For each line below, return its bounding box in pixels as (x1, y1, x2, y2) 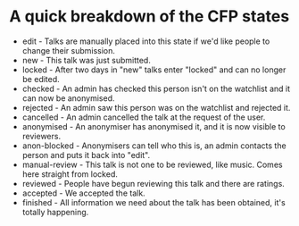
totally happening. (21, 206, 89, 217)
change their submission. (21, 45, 116, 55)
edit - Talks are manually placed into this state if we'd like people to (21, 36, 270, 46)
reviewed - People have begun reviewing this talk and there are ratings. (21, 178, 286, 188)
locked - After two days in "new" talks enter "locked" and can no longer (21, 64, 287, 75)
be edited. (21, 73, 60, 84)
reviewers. (21, 130, 61, 141)
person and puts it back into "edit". (21, 149, 151, 160)
